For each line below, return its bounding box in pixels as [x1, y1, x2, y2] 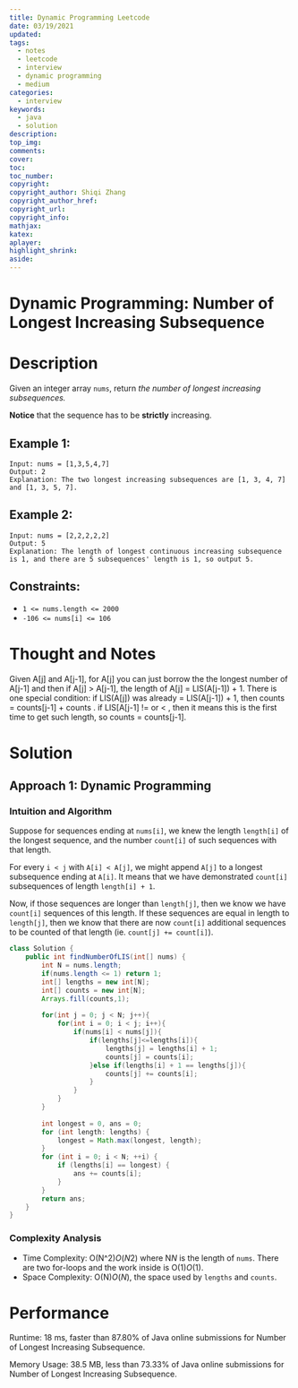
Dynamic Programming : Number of [9, 293, 275, 314]
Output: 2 [9, 467, 47, 476]
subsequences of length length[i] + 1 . [9, 881, 156, 892]
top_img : [9, 138, 42, 147]
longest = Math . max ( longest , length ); [56, 1135, 202, 1145]
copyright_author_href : [9, 196, 98, 206]
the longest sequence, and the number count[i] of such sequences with [9, 835, 277, 846]
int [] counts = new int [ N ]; [41, 986, 146, 995]
